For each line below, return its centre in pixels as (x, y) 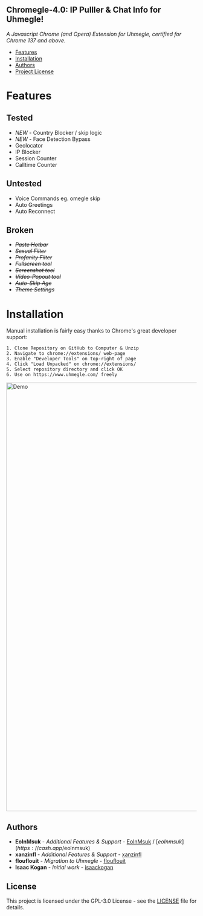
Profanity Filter (34, 258)
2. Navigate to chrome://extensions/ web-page (66, 354)
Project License (34, 71)
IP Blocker (28, 152)
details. (15, 907)
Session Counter (36, 158)
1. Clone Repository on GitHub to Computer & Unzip (72, 348)
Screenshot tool (35, 270)
